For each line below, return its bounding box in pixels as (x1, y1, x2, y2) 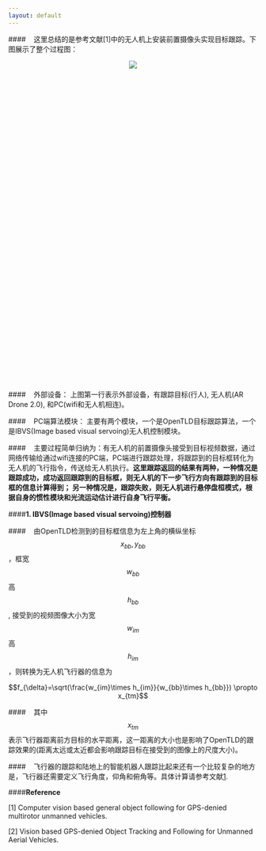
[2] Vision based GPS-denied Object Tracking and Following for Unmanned (8, 826, 253, 836)
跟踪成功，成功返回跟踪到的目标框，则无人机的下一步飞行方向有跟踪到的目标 (8, 473, 258, 482)
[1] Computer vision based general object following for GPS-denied (8, 803, 227, 812)
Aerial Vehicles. (8, 835, 59, 845)
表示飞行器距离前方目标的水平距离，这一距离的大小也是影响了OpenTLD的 (8, 735, 247, 745)
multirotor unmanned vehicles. (8, 811, 108, 821)
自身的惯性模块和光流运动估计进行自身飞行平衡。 (14, 492, 175, 502)
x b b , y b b (120, 539, 146, 550)
